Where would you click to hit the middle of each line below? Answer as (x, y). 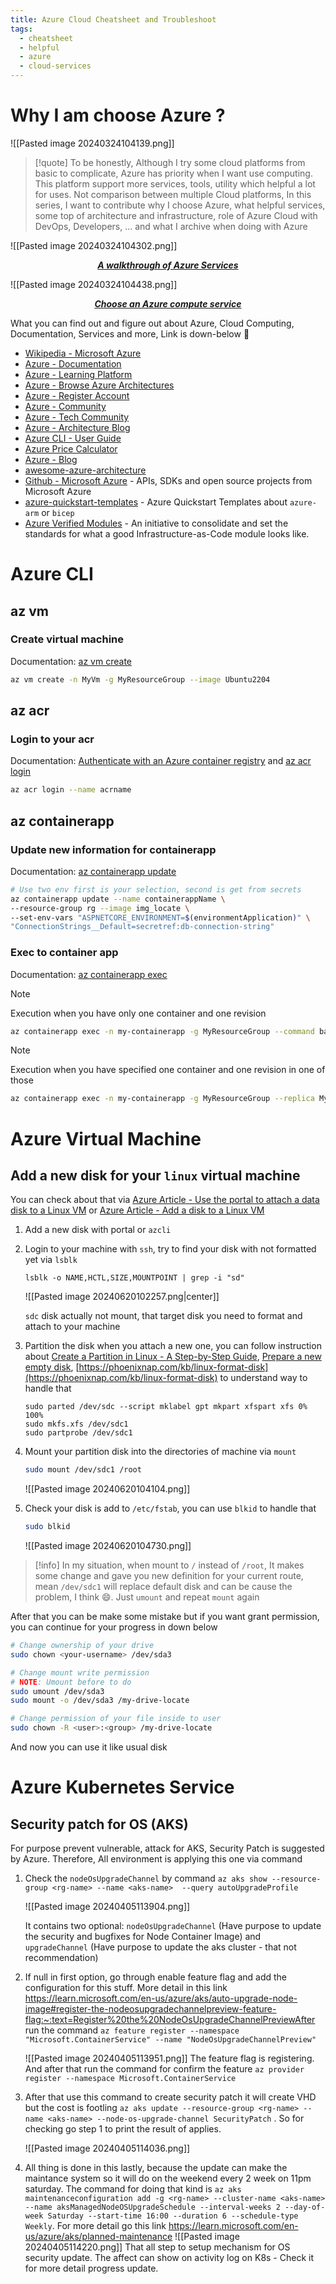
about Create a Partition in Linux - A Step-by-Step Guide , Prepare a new (173, 1357)
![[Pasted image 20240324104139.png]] (92, 143)
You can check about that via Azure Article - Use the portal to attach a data (165, 1200)
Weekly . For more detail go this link (95, 2226)
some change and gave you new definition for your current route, (169, 1576)
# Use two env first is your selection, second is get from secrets (156, 889)
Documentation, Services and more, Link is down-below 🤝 (130, 333)
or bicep (58, 512)
